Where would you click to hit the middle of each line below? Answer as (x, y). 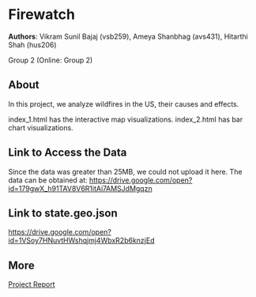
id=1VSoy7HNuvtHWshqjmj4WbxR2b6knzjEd (81, 241)
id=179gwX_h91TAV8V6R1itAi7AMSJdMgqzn (80, 188)
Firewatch (41, 15)
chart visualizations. (41, 127)
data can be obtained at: (48, 180)
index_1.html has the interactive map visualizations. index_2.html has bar (126, 119)
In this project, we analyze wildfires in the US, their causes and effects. (124, 103)
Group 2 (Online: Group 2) (51, 60)
